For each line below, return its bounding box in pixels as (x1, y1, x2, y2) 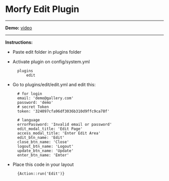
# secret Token (17, 104, 49, 109)
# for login (17, 91, 42, 96)
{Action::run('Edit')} (17, 171, 65, 176)
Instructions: (5, 39, 33, 45)
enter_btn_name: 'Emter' (17, 152, 69, 157)
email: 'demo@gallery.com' (17, 95, 74, 101)
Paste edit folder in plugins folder (12, 49, 81, 55)
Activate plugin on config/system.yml (12, 59, 90, 65)
